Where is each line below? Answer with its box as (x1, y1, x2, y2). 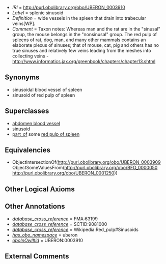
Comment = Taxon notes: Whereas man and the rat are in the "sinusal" (12, 26, 161, 32)
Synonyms (5, 73, 40, 82)
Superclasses (5, 107, 49, 115)
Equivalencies (5, 146, 50, 155)
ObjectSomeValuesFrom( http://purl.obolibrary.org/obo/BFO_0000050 (12, 165, 158, 171)
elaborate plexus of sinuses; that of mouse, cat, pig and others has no (12, 42, 159, 48)
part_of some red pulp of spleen (12, 131, 80, 137)
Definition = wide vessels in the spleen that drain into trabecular (12, 15, 146, 21)
